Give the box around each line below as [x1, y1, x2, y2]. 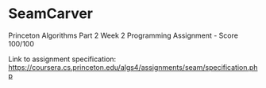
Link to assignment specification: [8, 54, 117, 64]
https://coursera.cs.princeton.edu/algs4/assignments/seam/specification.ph [8, 62, 258, 71]
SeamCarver [8, 5, 94, 23]
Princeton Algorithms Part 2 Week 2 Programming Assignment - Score [8, 31, 238, 40]
